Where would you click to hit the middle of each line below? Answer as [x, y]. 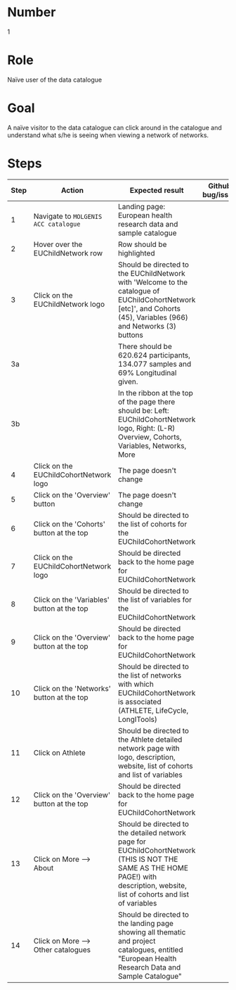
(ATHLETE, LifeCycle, [153, 710]
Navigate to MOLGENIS [68, 216]
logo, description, [147, 757]
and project [137, 941]
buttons [131, 335]
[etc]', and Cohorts [150, 308]
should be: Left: [144, 410]
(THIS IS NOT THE [148, 859]
